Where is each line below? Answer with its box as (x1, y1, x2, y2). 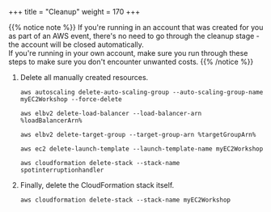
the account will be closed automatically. (8, 40, 144, 49)
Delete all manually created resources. (19, 73, 149, 82)
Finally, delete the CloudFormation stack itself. (19, 180, 175, 189)
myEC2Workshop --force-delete (19, 95, 123, 104)
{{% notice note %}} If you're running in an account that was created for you (8, 23, 264, 32)
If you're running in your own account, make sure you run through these (8, 49, 248, 57)
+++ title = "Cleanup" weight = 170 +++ (8, 7, 140, 16)
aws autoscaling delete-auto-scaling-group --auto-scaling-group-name (19, 88, 264, 96)
